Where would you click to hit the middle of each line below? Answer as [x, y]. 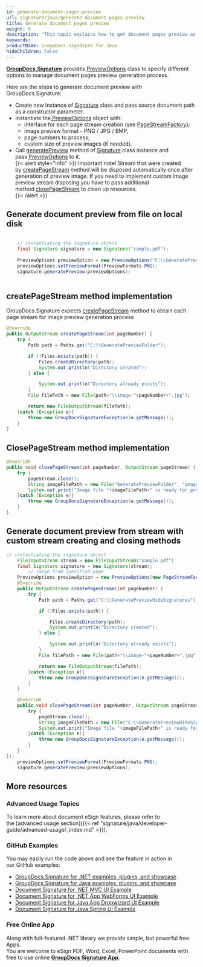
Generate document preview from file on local [94, 214]
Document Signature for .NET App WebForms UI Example [86, 896]
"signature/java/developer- [134, 823]
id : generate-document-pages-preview [54, 12]
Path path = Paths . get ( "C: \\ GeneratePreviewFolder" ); [97, 345]
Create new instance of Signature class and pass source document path [105, 105]
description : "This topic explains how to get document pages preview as [101, 35]
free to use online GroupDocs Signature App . [63, 957]
